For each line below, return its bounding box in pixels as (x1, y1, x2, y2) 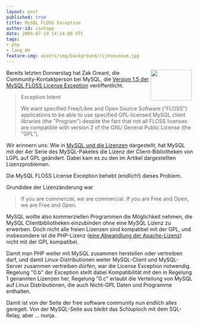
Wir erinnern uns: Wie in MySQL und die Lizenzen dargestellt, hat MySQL (6, 141, 185, 149)
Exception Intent (20, 93, 61, 100)
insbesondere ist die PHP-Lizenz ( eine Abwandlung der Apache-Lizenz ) (6, 232, 182, 239)
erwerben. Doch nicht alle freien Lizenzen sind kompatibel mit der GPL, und (6, 225, 191, 232)
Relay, (6, 311, 21, 318)
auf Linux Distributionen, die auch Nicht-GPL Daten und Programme (6, 281, 172, 288)
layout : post (6, 8, 39, 15)
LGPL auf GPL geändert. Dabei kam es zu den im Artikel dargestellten (6, 154, 176, 161)
